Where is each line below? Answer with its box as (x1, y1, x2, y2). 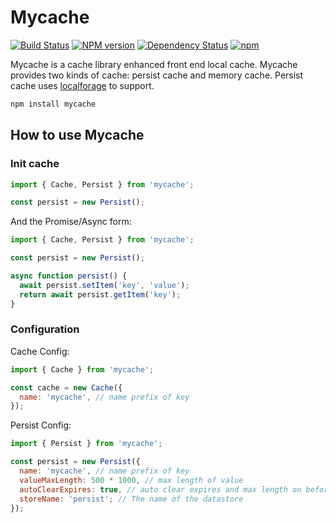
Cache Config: (10, 345, 70, 357)
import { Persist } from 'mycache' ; (10, 439, 163, 449)
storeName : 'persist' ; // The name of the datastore (19, 494, 244, 504)
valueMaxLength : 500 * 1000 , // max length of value (19, 475, 244, 485)
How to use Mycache (10, 127, 145, 144)
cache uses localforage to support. (10, 79, 155, 91)
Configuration (10, 322, 80, 336)
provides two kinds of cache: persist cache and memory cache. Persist (10, 69, 304, 81)
